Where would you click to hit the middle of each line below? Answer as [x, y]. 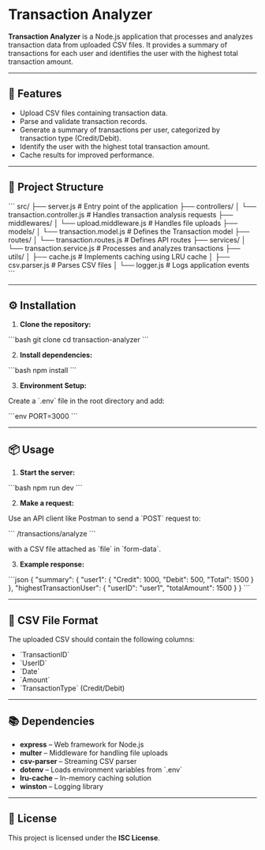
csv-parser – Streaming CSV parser [78, 761]
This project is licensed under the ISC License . [84, 837]
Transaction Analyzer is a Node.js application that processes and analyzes [131, 36]
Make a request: [47, 503]
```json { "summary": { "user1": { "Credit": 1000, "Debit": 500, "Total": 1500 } [131, 580]
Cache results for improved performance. [87, 155]
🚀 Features [35, 94]
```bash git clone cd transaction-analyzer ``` [78, 340]
